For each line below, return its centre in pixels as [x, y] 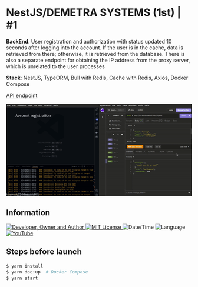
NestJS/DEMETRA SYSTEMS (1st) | [94, 13]
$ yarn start [22, 278]
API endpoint [22, 95]
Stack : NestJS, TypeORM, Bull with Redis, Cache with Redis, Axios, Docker [97, 78]
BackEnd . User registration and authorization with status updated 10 [89, 41]
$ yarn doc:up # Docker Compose [47, 272]
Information [28, 213]
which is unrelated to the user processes [55, 66]
